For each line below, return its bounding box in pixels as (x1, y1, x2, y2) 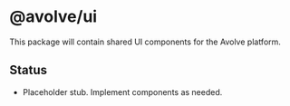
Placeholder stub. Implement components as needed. (22, 86, 223, 97)
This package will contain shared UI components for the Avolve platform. (9, 36, 281, 47)
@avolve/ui (9, 6, 98, 27)
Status (9, 63, 48, 78)
